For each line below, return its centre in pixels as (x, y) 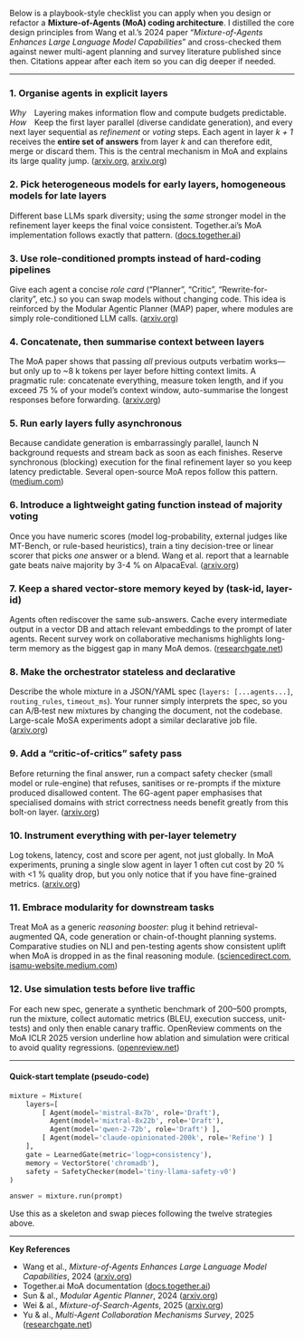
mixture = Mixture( (46, 1095)
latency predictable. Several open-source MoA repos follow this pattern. (144, 472)
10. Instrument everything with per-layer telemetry (123, 835)
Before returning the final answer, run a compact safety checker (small (141, 773)
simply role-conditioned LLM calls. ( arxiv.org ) (94, 318)
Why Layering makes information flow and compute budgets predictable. (148, 113)
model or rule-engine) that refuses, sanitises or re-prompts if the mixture (145, 783)
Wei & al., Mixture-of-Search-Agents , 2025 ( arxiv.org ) (123, 1305)
